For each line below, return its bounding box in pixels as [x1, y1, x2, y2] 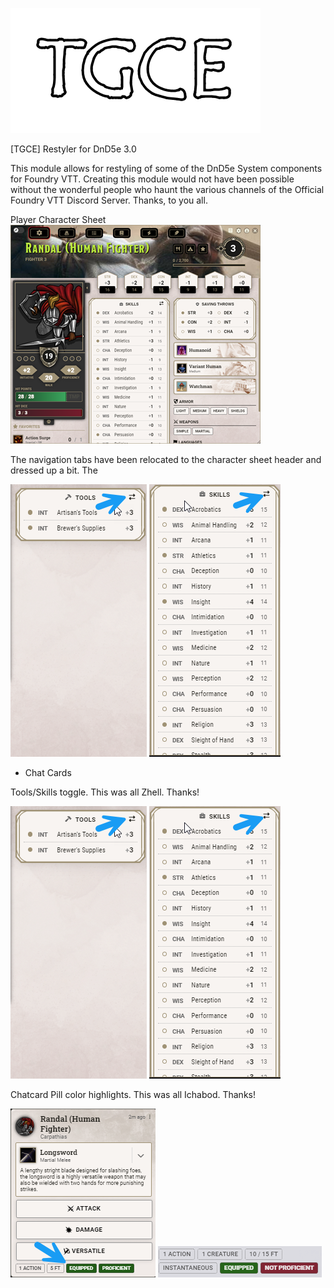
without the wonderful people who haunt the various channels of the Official [10, 184, 325, 195]
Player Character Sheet [10, 214, 107, 225]
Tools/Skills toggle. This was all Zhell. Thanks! [10, 786, 200, 798]
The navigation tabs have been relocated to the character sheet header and [10, 454, 322, 465]
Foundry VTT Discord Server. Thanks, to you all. [10, 194, 208, 206]
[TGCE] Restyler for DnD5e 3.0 [10, 143, 137, 155]
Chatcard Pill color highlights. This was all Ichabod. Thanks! [10, 1089, 256, 1100]
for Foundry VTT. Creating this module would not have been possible [10, 173, 295, 185]
